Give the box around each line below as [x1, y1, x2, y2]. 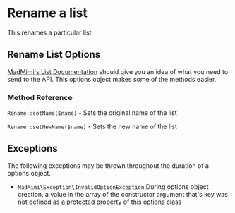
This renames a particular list [7, 28, 92, 37]
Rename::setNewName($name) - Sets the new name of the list [7, 122, 178, 131]
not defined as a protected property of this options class [17, 197, 182, 206]
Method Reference [7, 92, 73, 102]
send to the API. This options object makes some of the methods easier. [7, 75, 217, 83]
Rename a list [7, 5, 88, 21]
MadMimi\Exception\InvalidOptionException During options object [17, 182, 210, 191]
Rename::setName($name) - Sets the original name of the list [7, 109, 178, 117]
